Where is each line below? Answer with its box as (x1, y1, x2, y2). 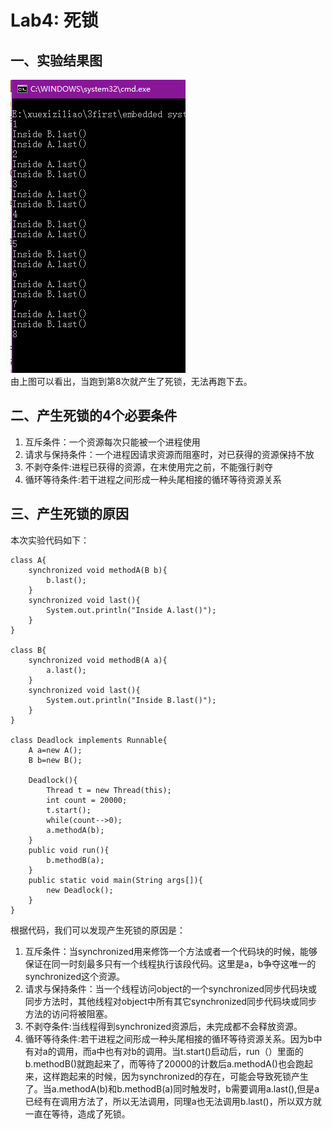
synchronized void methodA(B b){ (28, 565, 168, 575)
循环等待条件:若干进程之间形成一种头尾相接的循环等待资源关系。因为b (24, 1032, 314, 1045)
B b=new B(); (28, 755, 83, 765)
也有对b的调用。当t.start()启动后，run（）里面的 (104, 1045, 304, 1057)
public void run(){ (28, 845, 110, 855)
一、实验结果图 (10, 52, 103, 69)
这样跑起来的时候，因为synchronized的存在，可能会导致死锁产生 (42, 1070, 309, 1082)
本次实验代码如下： (10, 534, 90, 546)
